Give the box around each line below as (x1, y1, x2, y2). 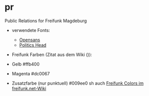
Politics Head (19, 42, 47, 48)
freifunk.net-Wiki (11, 85, 47, 91)
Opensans (19, 36, 41, 43)
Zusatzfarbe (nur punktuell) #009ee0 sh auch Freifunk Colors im (11, 80, 144, 86)
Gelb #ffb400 (11, 61, 40, 67)
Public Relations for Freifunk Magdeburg (4, 18, 87, 24)
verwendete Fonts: (11, 27, 50, 33)
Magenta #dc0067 (11, 70, 50, 76)
